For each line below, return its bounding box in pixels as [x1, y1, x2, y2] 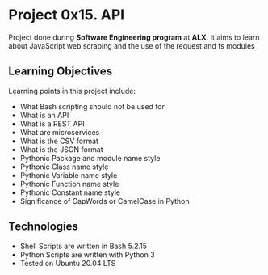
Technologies [8, 220, 79, 234]
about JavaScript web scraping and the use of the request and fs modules [8, 40, 256, 50]
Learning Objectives [8, 65, 113, 78]
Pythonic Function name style [19, 179, 119, 188]
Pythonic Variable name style [19, 170, 118, 180]
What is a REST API [19, 119, 85, 129]
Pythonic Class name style [19, 162, 109, 171]
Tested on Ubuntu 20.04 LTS [19, 258, 116, 268]
